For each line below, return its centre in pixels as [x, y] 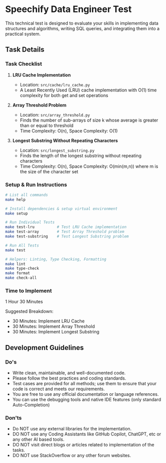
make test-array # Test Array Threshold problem [65, 232]
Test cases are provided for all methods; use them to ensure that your [85, 384]
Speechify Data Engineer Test [68, 9]
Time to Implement [29, 291]
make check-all [21, 278]
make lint [16, 264]
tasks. [19, 450]
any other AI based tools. [38, 439]
